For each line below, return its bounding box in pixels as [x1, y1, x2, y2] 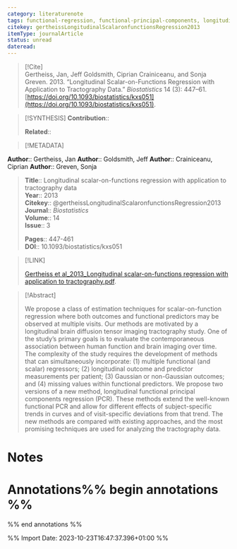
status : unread [7, 37, 52, 44]
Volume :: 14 [24, 213, 60, 222]
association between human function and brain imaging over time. [24, 342, 217, 350]
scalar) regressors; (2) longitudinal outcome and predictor [24, 365, 194, 373]
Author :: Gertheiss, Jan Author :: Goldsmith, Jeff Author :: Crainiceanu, [7, 155, 213, 163]
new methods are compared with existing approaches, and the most [24, 418, 224, 425]
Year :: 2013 [24, 191, 59, 199]
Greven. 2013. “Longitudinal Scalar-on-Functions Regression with [24, 78, 215, 85]
